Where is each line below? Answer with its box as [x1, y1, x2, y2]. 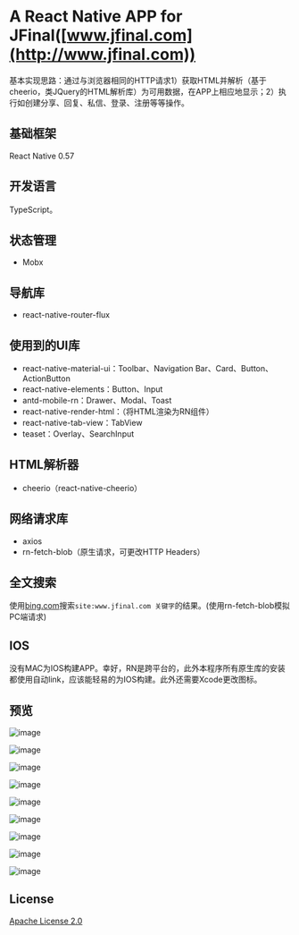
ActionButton [21, 373, 71, 384]
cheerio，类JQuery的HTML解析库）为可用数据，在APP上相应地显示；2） [9, 86, 279, 97]
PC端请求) [9, 611, 47, 623]
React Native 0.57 [9, 150, 75, 161]
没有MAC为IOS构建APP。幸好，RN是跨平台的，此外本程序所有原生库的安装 [9, 663, 286, 674]
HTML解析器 [9, 457, 79, 472]
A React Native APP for [9, 6, 183, 27]
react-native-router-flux [21, 310, 111, 320]
